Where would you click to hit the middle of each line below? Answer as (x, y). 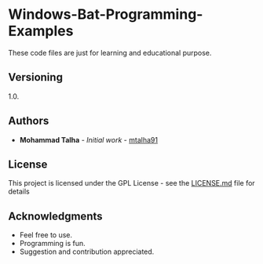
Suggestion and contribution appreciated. (87, 251)
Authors (29, 121)
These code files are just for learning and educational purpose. (110, 52)
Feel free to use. (46, 235)
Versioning (35, 77)
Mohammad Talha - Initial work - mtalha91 (89, 139)
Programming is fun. (53, 244)
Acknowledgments (56, 216)
